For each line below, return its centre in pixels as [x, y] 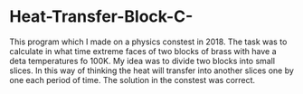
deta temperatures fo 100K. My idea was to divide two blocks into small [142, 61]
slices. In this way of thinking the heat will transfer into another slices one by [151, 70]
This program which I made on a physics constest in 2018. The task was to [148, 42]
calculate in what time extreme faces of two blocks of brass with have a [143, 51]
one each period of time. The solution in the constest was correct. [133, 80]
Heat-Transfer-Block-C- [101, 17]
